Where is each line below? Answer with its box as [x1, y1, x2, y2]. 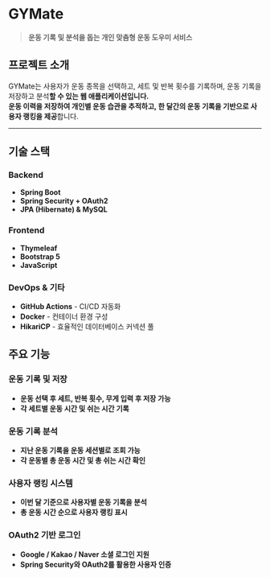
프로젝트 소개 [8, 58, 70, 72]
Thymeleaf [19, 243, 58, 253]
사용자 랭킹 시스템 [8, 477, 74, 488]
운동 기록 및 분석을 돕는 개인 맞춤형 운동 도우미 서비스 [27, 32, 193, 42]
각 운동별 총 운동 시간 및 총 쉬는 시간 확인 [19, 455, 146, 465]
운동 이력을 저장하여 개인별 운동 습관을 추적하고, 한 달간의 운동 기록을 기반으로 [8, 101, 249, 111]
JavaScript [19, 260, 58, 270]
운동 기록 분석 [8, 426, 59, 437]
